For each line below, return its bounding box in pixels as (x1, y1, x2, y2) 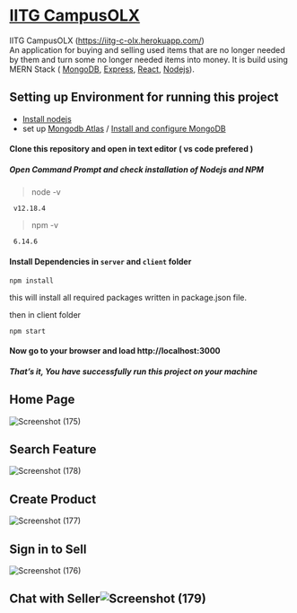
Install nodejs (22, 113, 72, 124)
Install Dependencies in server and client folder (9, 256, 192, 267)
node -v (31, 187, 61, 197)
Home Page (9, 392, 75, 407)
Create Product (9, 491, 97, 507)
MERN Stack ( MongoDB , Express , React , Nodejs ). (9, 64, 195, 74)
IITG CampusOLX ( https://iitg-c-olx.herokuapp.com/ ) (9, 35, 205, 46)
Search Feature (9, 442, 97, 457)
